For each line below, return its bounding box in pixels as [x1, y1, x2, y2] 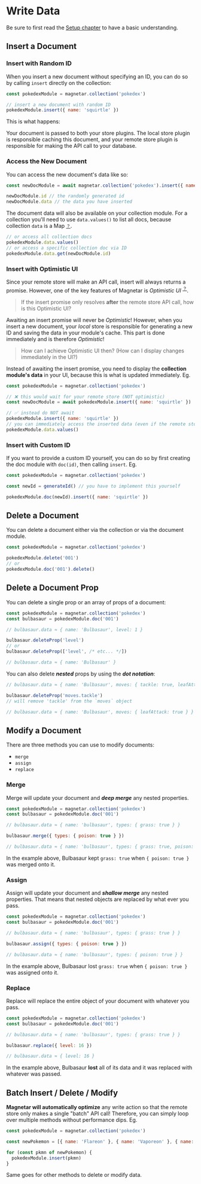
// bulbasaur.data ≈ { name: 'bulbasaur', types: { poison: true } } [6, 951, 184, 958]
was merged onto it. [6, 860, 56, 868]
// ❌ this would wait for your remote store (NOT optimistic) [6, 394, 166, 400]
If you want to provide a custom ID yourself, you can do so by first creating [6, 455, 190, 462]
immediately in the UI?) [20, 353, 78, 360]
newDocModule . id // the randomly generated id [6, 193, 124, 199]
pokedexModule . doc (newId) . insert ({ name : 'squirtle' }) [6, 494, 148, 500]
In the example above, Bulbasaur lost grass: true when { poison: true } [6, 962, 188, 970]
